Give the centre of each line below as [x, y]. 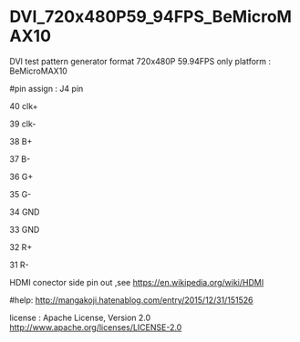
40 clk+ [24, 106]
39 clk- [23, 124]
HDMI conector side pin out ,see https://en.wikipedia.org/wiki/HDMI [137, 282]
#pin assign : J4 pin [47, 88]
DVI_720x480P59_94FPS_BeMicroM [150, 17]
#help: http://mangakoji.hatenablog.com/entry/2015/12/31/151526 [131, 300]
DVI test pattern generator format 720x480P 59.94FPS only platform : [140, 61]
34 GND [25, 212]
